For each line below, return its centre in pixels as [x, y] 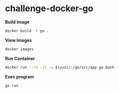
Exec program [20, 76]
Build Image [17, 22]
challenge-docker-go [49, 9]
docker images [20, 49]
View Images [19, 40]
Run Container [20, 58]
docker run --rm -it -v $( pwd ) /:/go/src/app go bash [60, 67]
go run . [14, 86]
